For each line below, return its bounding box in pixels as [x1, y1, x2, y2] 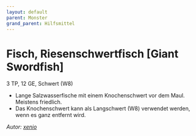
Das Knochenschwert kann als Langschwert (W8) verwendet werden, [15, 105, 191, 112]
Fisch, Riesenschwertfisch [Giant [6, 47, 179, 61]
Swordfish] [6, 59, 64, 74]
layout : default [6, 9, 48, 15]
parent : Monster [6, 15, 48, 21]
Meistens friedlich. [15, 99, 62, 106]
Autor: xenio [6, 123, 37, 130]
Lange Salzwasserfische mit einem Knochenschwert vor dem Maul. [15, 92, 185, 99]
